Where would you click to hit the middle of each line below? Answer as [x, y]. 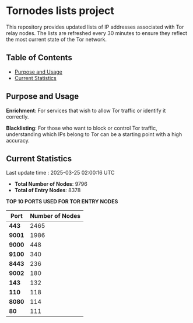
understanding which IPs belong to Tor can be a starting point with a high [94, 134]
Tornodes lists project [60, 11]
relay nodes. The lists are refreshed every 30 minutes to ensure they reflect [97, 33]
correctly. [17, 117]
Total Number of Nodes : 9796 [51, 184]
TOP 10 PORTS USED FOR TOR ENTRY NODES [62, 202]
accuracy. [18, 140]
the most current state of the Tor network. [56, 39]
